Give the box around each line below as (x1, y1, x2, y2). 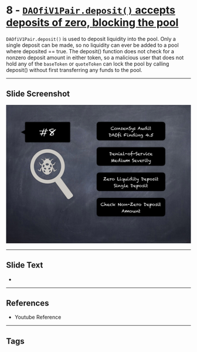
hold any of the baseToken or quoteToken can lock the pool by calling (6, 60, 169, 67)
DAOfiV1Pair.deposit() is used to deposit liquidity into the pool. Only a (6, 35, 176, 42)
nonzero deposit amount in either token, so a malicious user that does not (6, 54, 184, 61)
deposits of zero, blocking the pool (6, 16, 179, 29)
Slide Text (6, 260, 43, 270)
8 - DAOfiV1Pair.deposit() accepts (6, 4, 176, 17)
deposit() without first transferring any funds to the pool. (6, 66, 142, 73)
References (6, 298, 49, 308)
